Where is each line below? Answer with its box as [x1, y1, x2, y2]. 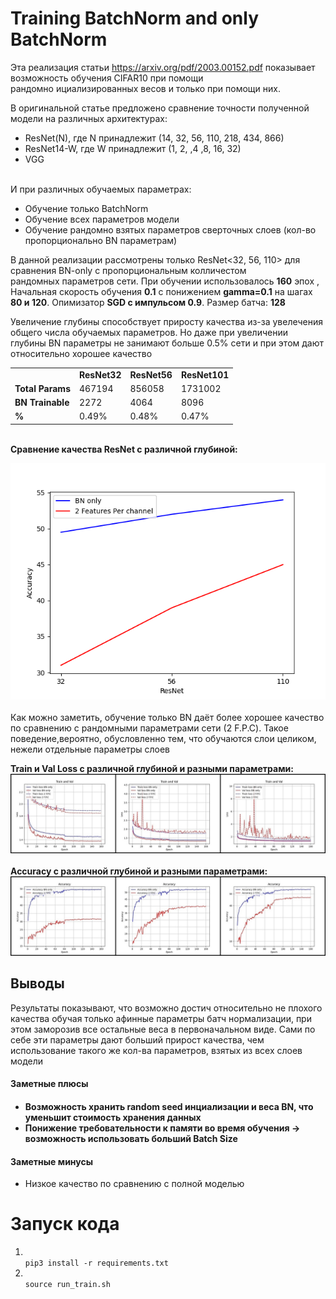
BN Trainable [14, 397, 70, 409]
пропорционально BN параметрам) [24, 234, 178, 246]
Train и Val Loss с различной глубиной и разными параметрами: [10, 762, 294, 774]
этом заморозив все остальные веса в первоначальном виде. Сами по [10, 1023, 316, 1035]
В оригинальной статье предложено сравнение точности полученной [10, 102, 310, 114]
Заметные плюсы [10, 1078, 89, 1090]
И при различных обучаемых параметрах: [10, 183, 192, 195]
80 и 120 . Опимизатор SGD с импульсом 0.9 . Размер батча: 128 [10, 296, 286, 308]
